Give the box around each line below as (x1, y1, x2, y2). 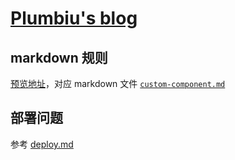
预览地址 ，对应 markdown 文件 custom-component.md (10, 78, 226, 89)
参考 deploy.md (10, 138, 74, 150)
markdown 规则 (10, 49, 108, 66)
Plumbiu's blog (10, 7, 138, 30)
